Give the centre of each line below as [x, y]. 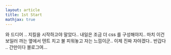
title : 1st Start [24, 15]
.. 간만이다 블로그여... [26, 47]
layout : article [23, 10]
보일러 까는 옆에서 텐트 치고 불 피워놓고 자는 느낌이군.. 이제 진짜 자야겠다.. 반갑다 [86, 41]
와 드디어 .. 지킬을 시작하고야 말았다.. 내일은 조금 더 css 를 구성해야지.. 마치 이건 [85, 35]
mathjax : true [20, 19]
